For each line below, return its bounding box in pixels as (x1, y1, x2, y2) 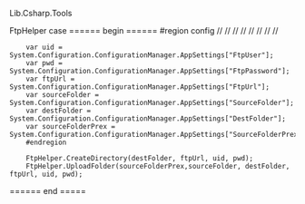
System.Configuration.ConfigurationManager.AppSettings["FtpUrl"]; (9, 83, 271, 92)
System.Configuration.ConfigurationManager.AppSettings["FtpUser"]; (9, 51, 274, 60)
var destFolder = (25, 106, 92, 115)
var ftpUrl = (25, 74, 75, 83)
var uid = (25, 43, 64, 52)
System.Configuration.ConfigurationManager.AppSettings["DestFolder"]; (9, 114, 286, 123)
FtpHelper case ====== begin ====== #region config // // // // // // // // (9, 25, 279, 35)
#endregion (25, 138, 67, 147)
